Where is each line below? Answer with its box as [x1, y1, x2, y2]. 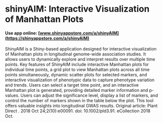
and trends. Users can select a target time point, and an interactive [5, 82, 139, 88]
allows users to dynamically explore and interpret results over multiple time [5, 56, 156, 62]
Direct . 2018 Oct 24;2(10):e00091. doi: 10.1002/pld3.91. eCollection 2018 [5, 108, 151, 114]
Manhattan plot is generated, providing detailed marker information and [5, 88, 148, 93]
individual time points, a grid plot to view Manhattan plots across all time [5, 67, 150, 72]
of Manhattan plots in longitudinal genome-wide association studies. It [5, 51, 146, 57]
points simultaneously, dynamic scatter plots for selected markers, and [5, 72, 147, 78]
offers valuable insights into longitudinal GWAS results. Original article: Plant [5, 103, 158, 109]
